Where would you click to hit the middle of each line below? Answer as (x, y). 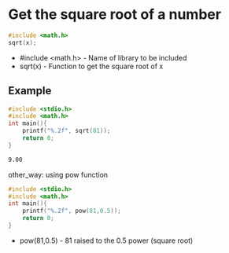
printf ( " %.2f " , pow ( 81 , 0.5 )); (72, 211)
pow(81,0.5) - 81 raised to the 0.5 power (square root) (106, 240)
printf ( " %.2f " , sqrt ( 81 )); (66, 131)
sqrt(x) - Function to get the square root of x (91, 66)
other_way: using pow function (58, 174)
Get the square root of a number (115, 15)
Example (30, 91)
